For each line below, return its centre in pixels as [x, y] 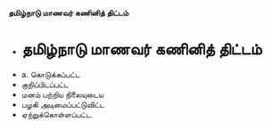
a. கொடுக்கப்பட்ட [51, 74]
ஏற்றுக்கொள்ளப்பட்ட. [57, 114]
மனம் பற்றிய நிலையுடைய [62, 94]
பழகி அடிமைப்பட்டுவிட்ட [62, 104]
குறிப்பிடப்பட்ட [45, 85]
